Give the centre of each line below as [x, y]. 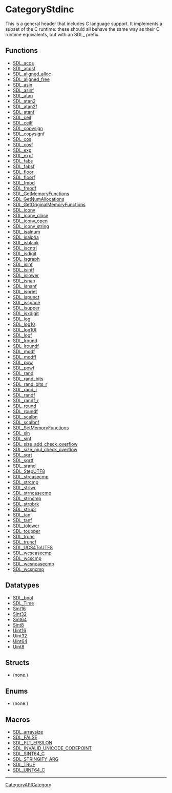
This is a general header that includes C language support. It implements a [84, 24]
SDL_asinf [23, 90]
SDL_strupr [25, 509]
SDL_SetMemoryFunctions [41, 427]
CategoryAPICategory [28, 785]
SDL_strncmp [27, 498]
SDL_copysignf [29, 134]
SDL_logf [22, 335]
